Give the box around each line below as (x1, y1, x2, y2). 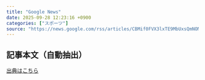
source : (6, 25, 26, 32)
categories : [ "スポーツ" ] (6, 20, 68, 26)
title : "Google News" (6, 8, 62, 15)
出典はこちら (6, 67, 38, 75)
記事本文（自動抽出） (6, 50, 87, 60)
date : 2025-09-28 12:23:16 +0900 (6, 15, 92, 21)
